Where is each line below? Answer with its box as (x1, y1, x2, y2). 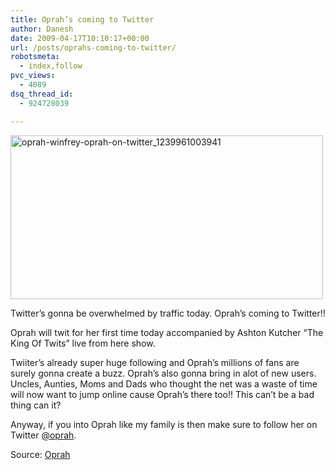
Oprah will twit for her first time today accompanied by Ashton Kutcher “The (10, 326, 324, 338)
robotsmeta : (10, 52, 60, 62)
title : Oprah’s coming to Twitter (10, 14, 155, 25)
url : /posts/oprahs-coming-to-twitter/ (10, 42, 177, 53)
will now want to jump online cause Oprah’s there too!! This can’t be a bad (10, 388, 315, 400)
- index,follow (19, 61, 83, 71)
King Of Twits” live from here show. (10, 337, 156, 349)
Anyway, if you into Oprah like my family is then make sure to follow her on (10, 418, 318, 430)
